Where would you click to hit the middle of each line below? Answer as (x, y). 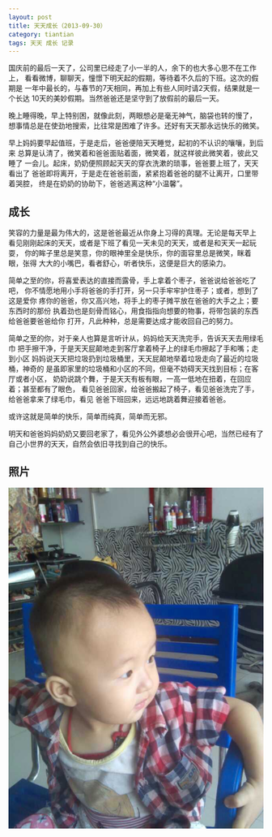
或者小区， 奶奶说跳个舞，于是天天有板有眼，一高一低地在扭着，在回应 (133, 379)
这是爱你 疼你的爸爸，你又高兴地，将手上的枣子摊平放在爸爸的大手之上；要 (134, 301)
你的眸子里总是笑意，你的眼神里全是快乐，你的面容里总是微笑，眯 (134, 253)
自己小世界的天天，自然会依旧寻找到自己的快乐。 (90, 444)
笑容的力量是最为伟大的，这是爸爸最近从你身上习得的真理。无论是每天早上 (132, 233)
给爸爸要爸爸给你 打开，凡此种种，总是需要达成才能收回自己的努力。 (123, 321)
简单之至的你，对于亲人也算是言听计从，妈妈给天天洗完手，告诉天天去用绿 (132, 339)
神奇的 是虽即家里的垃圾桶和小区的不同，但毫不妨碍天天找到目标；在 (137, 369)
